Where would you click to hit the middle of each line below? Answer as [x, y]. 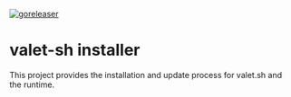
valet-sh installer [75, 50]
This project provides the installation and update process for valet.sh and [146, 75]
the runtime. [32, 84]
